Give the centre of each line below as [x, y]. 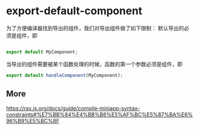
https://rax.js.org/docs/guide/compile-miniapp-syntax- [73, 108]
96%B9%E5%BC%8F [33, 121]
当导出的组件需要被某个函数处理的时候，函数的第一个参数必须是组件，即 [94, 64]
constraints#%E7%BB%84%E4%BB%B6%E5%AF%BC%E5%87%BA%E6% [99, 115]
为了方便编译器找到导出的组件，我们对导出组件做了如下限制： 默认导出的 [95, 28]
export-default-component [74, 11]
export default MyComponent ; [42, 52]
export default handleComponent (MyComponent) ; [65, 75]
